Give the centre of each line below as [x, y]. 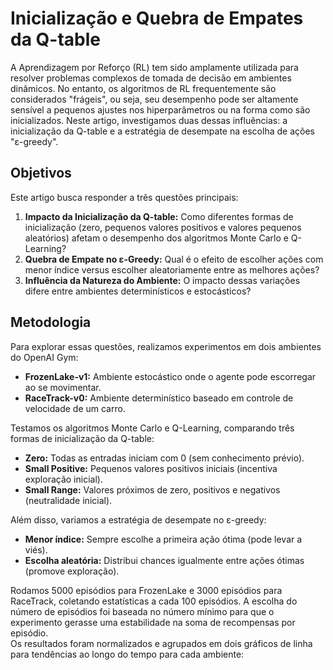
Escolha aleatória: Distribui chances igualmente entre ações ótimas [164, 560]
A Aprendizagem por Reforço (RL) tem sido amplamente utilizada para [154, 67]
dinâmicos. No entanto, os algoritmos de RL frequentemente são [143, 88]
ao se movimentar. [63, 387]
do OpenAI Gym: [44, 357]
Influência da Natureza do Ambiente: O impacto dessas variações [162, 280]
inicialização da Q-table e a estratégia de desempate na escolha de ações [162, 131]
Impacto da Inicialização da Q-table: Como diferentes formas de [159, 216]
